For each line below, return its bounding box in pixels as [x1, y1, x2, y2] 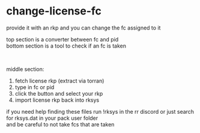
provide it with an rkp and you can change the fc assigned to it [6, 24, 161, 31]
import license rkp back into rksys [14, 96, 100, 104]
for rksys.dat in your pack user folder [6, 114, 98, 122]
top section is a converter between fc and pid [6, 36, 119, 43]
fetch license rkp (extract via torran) [14, 77, 105, 84]
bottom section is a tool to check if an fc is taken [6, 42, 126, 49]
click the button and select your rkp [14, 90, 103, 97]
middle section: [6, 65, 44, 73]
